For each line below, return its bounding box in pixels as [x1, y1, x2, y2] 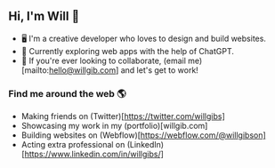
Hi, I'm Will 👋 [8, 9, 80, 24]
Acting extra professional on [20, 140, 125, 150]
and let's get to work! [120, 64, 199, 76]
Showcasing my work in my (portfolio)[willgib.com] [20, 121, 208, 132]
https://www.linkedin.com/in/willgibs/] [24, 148, 164, 160]
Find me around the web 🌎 [8, 87, 126, 100]
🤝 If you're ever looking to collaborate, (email [20, 55, 186, 66]
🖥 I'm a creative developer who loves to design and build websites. [20, 33, 266, 44]
